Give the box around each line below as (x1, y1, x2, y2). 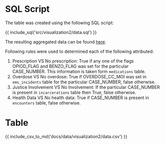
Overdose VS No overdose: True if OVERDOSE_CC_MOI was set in (12, 73, 147, 79)
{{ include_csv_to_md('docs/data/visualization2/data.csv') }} (5, 133, 128, 139)
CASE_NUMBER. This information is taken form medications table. (12, 68, 146, 74)
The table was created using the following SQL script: (5, 20, 114, 26)
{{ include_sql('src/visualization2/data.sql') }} (5, 29, 97, 35)
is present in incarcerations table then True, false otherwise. (12, 89, 136, 95)
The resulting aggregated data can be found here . (5, 38, 107, 45)
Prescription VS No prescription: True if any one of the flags (12, 58, 134, 64)
